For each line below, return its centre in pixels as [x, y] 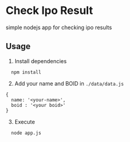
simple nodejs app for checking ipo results [59, 27]
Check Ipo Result [50, 11]
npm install [26, 72]
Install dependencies [41, 61]
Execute [25, 121]
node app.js [26, 133]
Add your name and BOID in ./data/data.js [69, 83]
